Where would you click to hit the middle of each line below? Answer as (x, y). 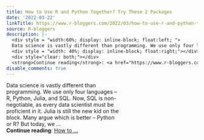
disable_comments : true (36, 68)
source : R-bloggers (31, 29)
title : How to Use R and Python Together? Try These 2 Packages (89, 12)
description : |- (27, 35)
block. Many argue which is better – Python (60, 118)
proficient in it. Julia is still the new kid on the (63, 111)
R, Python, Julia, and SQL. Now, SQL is (55, 98)
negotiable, (20, 105)
